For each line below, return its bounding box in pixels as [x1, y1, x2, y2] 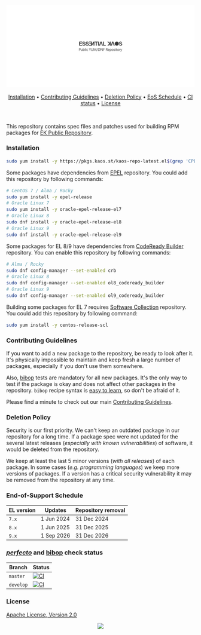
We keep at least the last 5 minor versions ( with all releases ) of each [6, 458, 175, 465]
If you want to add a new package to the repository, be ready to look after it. [6, 350, 194, 357]
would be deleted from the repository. [6, 446, 100, 453]
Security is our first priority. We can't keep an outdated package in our [6, 427, 180, 434]
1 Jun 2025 [41, 523, 70, 530]
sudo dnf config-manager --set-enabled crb [6, 268, 117, 274]
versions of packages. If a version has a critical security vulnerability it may [6, 470, 192, 477]
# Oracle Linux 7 [6, 200, 50, 206]
